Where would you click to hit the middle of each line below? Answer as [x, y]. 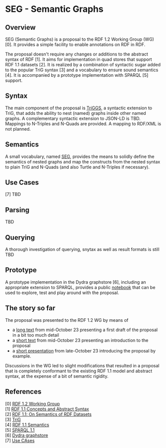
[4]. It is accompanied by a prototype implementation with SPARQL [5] [77, 75]
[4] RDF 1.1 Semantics [27, 425]
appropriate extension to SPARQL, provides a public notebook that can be [80, 287]
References [23, 392]
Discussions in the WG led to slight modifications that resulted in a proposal [82, 365]
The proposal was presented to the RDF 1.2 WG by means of [67, 320]
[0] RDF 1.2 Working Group [33, 403]
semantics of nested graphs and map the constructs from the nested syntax [83, 161]
